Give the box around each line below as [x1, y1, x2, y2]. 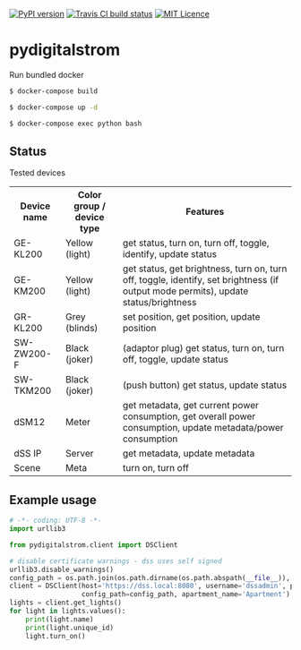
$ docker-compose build [9, 86, 99, 96]
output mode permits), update [122, 285, 249, 297]
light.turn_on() [25, 631, 87, 640]
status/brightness [122, 296, 197, 309]
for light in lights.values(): [9, 607, 126, 616]
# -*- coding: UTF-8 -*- [9, 516, 102, 526]
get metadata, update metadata [122, 448, 255, 460]
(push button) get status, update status [122, 379, 288, 391]
